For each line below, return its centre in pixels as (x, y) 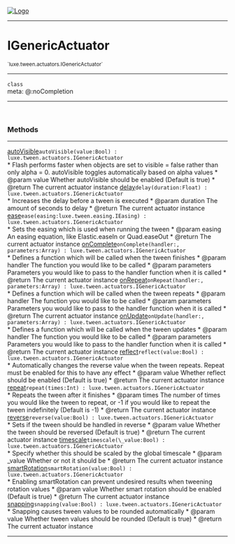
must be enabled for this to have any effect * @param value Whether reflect (116, 373)
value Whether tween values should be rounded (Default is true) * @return (115, 519)
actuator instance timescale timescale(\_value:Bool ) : (86, 440)
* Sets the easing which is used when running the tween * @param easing (114, 229)
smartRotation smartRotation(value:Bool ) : (70, 468)
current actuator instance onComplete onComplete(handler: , (93, 244)
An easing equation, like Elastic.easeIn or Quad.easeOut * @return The (109, 237)
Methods (23, 130)
